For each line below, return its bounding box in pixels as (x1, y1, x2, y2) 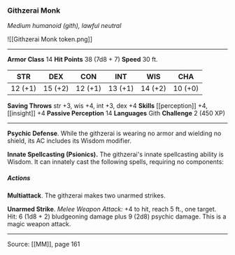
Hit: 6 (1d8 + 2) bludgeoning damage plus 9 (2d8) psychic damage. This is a (7, 212, 227, 221)
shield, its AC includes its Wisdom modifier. (7, 137, 131, 145)
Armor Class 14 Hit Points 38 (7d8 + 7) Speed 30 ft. (7, 55, 158, 64)
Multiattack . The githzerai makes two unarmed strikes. (7, 191, 166, 200)
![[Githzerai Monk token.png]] (7, 35, 93, 43)
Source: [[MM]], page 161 (7, 240, 80, 249)
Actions (7, 174, 31, 182)
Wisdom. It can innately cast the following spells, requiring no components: (7, 158, 224, 166)
